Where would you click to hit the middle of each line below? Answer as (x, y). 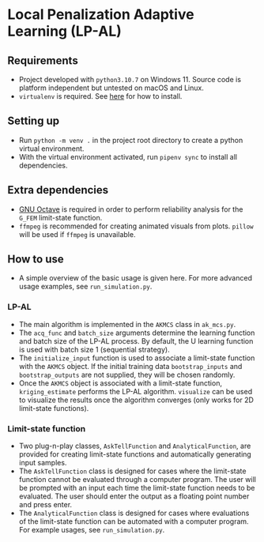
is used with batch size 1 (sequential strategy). (94, 349)
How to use (36, 260)
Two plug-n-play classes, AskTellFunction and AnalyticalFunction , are (135, 446)
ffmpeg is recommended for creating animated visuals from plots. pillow (136, 226)
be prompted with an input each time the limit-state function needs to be (137, 488)
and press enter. (45, 505)
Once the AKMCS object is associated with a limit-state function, (121, 383)
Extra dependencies (58, 190)
